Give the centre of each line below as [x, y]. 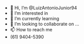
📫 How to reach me [31, 30]
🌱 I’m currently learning [35, 18]
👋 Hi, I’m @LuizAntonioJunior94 [44, 8]
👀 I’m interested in [29, 13]
